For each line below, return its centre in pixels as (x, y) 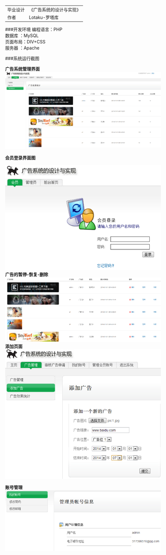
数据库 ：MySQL (22, 36)
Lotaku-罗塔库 (44, 17)
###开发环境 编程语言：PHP (34, 29)
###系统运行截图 (22, 58)
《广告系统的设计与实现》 (55, 9)
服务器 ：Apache (22, 48)
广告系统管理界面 (22, 69)
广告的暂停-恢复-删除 (27, 275)
